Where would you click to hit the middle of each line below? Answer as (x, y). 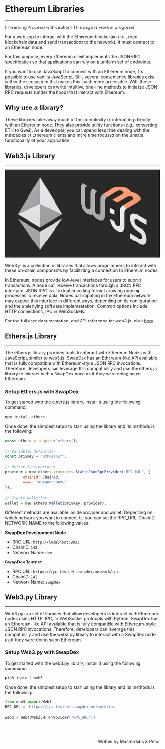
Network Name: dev (32, 552)
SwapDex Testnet (24, 562)
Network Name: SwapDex (36, 582)
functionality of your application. (38, 140)
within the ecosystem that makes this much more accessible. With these (78, 81)
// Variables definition (30, 451)
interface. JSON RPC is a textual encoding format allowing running (72, 291)
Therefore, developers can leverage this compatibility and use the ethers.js (81, 368)
